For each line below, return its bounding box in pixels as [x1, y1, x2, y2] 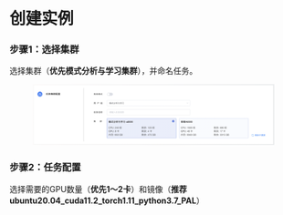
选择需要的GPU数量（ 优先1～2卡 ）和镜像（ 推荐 [9, 183, 187, 194]
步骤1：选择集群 [9, 43, 79, 56]
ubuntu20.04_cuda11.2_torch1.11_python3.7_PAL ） [9, 195, 205, 206]
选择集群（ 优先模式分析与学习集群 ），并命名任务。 [9, 66, 198, 77]
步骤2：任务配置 [9, 161, 81, 174]
